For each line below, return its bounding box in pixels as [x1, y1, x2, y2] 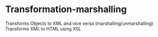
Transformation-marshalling [5, 4, 127, 15]
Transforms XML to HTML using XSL [5, 25, 82, 31]
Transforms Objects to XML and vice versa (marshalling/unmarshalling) [5, 20, 153, 26]
